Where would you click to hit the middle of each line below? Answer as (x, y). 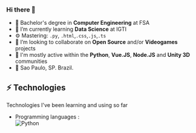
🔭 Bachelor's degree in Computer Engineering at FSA (82, 23)
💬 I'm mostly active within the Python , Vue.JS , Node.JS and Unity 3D (103, 55)
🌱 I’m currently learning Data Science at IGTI (71, 29)
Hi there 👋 (21, 10)
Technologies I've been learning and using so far (67, 105)
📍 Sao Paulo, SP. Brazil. (44, 68)
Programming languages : (47, 117)
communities (31, 61)
